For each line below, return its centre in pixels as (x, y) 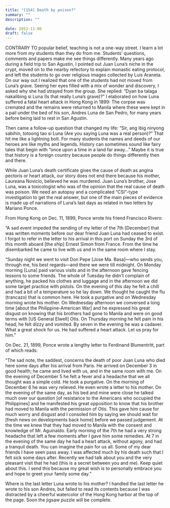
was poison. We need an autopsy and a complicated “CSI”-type (72, 192)
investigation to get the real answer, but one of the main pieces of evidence (84, 197)
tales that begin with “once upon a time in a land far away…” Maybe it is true (84, 150)
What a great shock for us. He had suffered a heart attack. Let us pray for (82, 330)
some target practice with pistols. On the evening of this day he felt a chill (82, 287)
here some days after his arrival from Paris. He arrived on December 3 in (81, 366)
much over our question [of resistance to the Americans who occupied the (83, 398)
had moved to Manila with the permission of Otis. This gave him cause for (82, 409)
